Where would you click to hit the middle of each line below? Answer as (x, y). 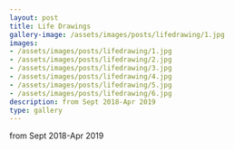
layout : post (34, 18)
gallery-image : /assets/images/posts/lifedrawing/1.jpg (117, 34)
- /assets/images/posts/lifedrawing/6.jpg (91, 93)
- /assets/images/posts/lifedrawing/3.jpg (91, 69)
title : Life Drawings (50, 26)
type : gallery (36, 110)
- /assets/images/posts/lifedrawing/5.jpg (91, 85)
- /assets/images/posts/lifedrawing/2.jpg (91, 60)
